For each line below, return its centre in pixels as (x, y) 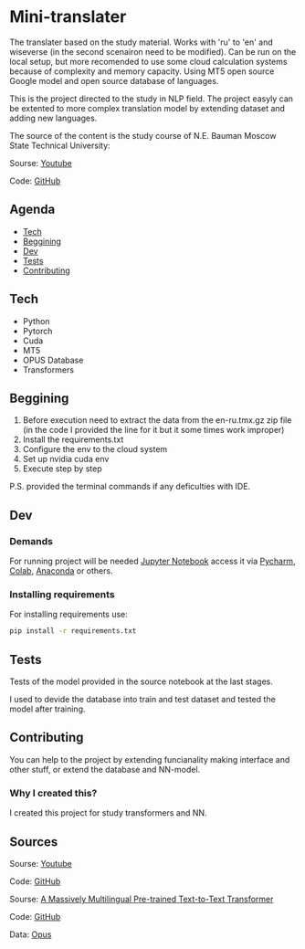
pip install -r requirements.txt (73, 631)
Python (36, 321)
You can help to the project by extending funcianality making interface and (150, 759)
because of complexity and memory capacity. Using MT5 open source (142, 71)
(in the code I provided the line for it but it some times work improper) (153, 430)
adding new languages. (53, 118)
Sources (34, 842)
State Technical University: (60, 145)
